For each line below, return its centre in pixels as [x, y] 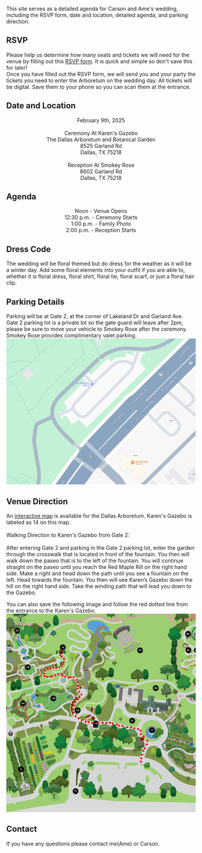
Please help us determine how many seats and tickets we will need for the [98, 55]
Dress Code [29, 249]
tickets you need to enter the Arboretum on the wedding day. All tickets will [99, 80]
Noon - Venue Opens [101, 211]
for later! [17, 67]
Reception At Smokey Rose [101, 165]
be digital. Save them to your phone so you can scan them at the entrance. [99, 87]
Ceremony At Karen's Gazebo [101, 133]
